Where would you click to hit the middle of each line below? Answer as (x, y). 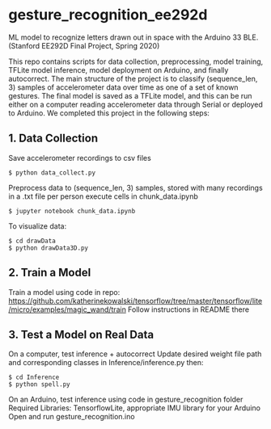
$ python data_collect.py (52, 172)
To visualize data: (38, 226)
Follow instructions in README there (188, 309)
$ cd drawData (32, 241)
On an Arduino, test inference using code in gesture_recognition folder (126, 400)
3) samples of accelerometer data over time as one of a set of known (123, 87)
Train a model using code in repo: (64, 292)
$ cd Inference (34, 377)
